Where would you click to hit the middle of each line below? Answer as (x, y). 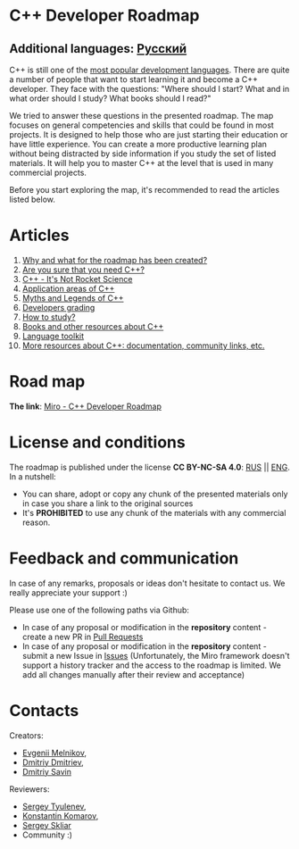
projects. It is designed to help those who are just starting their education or (149, 134)
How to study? (49, 317)
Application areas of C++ (68, 288)
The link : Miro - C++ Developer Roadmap (86, 406)
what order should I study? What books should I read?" (110, 98)
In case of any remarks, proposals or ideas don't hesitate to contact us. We (147, 583)
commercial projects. (48, 172)
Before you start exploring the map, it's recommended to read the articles (144, 190)
